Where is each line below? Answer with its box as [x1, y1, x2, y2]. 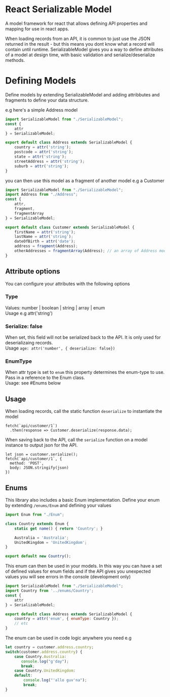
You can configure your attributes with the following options [5, 281, 130, 287]
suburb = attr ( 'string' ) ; [14, 163, 69, 168]
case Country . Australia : [14, 654, 67, 659]
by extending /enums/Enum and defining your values [5, 502, 111, 508]
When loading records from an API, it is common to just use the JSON [5, 36, 151, 42]
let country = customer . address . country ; [5, 645, 94, 650]
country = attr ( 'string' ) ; [14, 145, 71, 150]
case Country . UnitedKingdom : [14, 668, 76, 673]
